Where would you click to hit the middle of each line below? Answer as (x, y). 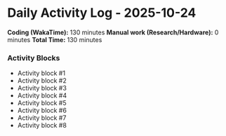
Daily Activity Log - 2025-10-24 (102, 13)
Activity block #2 (42, 81)
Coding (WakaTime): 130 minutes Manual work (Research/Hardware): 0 (113, 32)
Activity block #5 (42, 103)
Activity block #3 (42, 88)
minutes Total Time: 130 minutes (55, 39)
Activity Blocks (34, 57)
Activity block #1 (41, 73)
